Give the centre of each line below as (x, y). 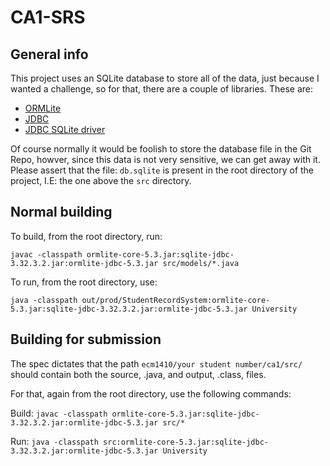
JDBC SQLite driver (65, 129)
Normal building (61, 212)
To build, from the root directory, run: (86, 236)
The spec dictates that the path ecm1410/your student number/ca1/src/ (156, 363)
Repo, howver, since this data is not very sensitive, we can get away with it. (165, 159)
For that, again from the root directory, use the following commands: (151, 393)
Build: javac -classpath (59, 413)
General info (49, 54)
